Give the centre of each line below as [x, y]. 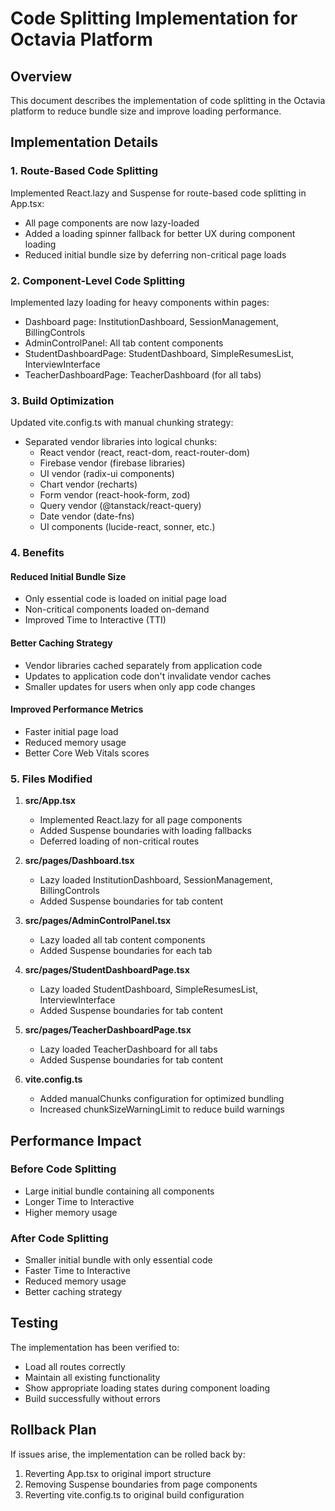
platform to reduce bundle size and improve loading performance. [146, 111]
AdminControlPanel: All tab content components [124, 343]
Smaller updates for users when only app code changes [140, 686]
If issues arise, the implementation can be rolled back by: [128, 1454]
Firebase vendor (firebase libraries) [112, 463]
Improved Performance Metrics [77, 709]
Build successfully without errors [92, 1398]
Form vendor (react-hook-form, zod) [115, 495]
